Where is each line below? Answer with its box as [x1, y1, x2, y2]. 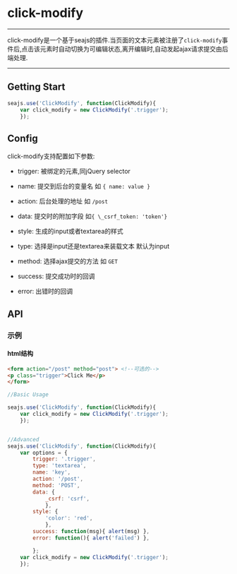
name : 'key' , [32, 469, 71, 476]
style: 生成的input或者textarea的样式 [17, 227, 123, 236]
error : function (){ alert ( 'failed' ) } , [32, 534, 150, 542]
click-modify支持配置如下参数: [7, 152, 95, 160]
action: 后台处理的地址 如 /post [17, 197, 108, 205]
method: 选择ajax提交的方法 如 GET [17, 257, 119, 265]
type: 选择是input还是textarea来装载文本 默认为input [17, 242, 170, 251]
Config [7, 132, 38, 144]
